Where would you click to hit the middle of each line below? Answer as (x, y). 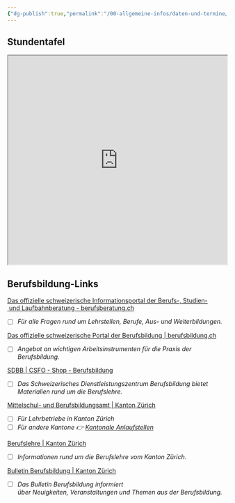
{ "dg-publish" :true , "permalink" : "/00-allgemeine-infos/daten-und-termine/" (119, 14)
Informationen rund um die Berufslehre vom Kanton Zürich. (102, 456)
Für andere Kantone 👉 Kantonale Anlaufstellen (86, 427)
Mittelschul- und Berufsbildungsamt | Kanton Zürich (81, 405)
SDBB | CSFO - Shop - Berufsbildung (60, 371)
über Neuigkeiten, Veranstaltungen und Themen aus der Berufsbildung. (120, 492)
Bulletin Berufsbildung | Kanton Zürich (62, 470)
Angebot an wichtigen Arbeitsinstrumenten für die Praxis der (104, 349)
